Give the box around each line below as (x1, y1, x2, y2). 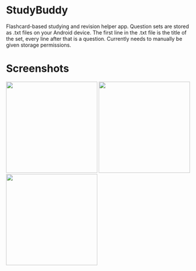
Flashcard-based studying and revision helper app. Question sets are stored (6, 23, 190, 30)
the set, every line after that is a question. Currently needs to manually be (6, 35, 183, 42)
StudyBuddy (6, 4, 68, 17)
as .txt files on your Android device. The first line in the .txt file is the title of (6, 29, 187, 36)
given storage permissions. (6, 41, 72, 48)
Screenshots (6, 62, 69, 75)
